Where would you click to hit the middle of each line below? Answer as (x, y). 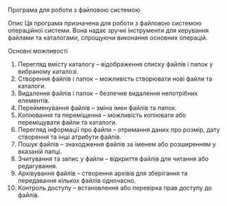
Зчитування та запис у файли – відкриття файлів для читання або (113, 159)
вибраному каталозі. (48, 72)
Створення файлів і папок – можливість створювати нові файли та (115, 79)
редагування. (37, 166)
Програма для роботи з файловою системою (74, 10)
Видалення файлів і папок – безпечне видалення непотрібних (108, 93)
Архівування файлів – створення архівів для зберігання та (103, 173)
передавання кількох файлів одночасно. (77, 180)
